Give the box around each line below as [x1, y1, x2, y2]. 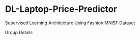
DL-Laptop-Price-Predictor [5, 3, 117, 15]
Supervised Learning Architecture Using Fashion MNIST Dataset [5, 20, 135, 26]
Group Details [5, 29, 33, 35]
